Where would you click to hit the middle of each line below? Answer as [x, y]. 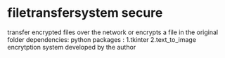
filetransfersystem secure [85, 13]
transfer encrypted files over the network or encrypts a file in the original [113, 32]
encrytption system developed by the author [72, 47]
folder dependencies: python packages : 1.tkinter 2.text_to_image [102, 39]
